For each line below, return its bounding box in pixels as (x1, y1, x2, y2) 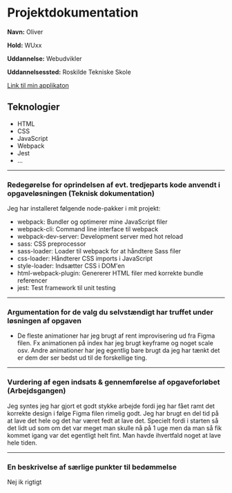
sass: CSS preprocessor (17, 240, 86, 248)
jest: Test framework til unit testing (17, 284, 116, 292)
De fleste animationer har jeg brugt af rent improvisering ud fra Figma (17, 331, 215, 340)
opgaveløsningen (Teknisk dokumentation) (7, 188, 155, 198)
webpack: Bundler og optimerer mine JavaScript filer (17, 217, 168, 226)
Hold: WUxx (7, 41, 42, 49)
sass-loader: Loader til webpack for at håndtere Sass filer (17, 247, 182, 255)
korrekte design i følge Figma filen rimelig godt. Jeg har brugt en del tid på (7, 409, 219, 417)
